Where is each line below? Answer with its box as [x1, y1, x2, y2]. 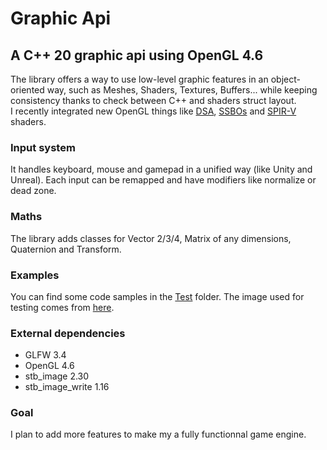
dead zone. [10, 185, 57, 197]
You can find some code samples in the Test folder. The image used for [10, 290, 305, 302]
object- [270, 73, 301, 85]
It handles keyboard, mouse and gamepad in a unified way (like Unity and [10, 163, 313, 176]
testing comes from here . [10, 301, 115, 313]
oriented [10, 84, 45, 96]
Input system [10, 140, 76, 154]
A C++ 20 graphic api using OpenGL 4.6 [10, 47, 264, 64]
